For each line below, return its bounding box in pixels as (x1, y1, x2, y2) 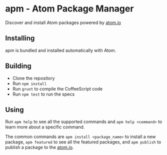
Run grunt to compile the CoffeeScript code (12, 85, 103, 91)
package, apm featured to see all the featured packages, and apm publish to (5, 139, 161, 145)
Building (5, 62, 31, 70)
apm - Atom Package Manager (5, 3, 134, 14)
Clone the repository (12, 75, 55, 81)
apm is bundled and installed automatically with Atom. (5, 47, 116, 53)
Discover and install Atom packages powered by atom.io (5, 19, 121, 25)
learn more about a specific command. (5, 124, 85, 130)
